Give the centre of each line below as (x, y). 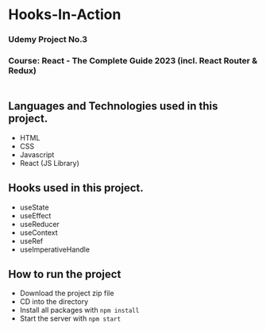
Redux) (23, 71)
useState (34, 207)
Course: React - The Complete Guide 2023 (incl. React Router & (133, 61)
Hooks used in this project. (76, 188)
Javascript (37, 154)
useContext (39, 233)
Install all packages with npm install (79, 310)
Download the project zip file (67, 293)
